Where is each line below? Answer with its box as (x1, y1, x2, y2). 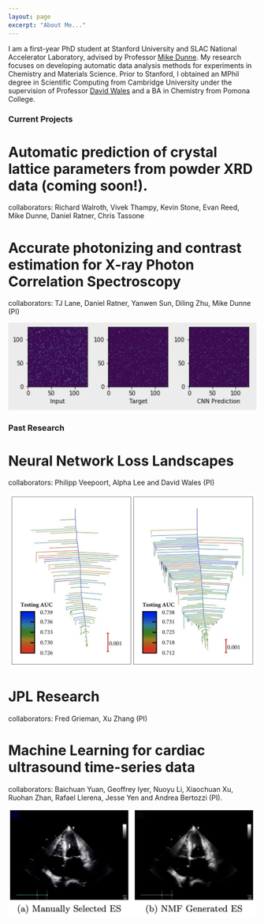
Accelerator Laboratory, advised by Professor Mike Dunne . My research (8, 52, 242, 62)
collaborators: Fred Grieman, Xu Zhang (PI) (8, 714, 148, 723)
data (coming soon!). (8, 176, 148, 194)
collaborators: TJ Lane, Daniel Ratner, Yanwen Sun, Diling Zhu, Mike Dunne (8, 299, 251, 308)
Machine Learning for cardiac (8, 741, 206, 760)
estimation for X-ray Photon (8, 255, 195, 273)
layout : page (8, 13, 51, 21)
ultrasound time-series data (8, 759, 195, 776)
